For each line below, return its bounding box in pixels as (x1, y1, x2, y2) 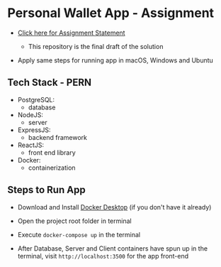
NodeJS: (17, 110, 44, 119)
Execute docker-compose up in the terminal (17, 230, 141, 239)
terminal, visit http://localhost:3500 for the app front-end (17, 251, 189, 260)
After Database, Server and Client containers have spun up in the (17, 244, 208, 253)
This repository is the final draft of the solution (28, 42, 164, 50)
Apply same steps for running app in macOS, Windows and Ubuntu (17, 55, 214, 65)
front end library (28, 148, 76, 157)
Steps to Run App (7, 184, 86, 196)
